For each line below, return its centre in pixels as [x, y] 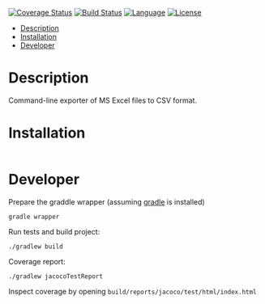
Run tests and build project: [54, 231]
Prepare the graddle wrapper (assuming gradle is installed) [107, 201]
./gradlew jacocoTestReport [56, 276]
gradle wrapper [34, 217]
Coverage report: [37, 261]
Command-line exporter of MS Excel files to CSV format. [103, 100]
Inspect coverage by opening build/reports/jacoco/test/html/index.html [132, 291]
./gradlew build [36, 247]
